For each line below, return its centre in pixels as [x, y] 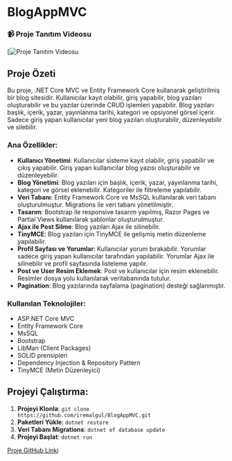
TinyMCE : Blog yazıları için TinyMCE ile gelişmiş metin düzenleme [111, 234]
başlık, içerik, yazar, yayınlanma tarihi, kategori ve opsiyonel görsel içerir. [111, 112]
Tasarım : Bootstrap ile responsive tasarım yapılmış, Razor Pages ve [113, 211]
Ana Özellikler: [33, 145]
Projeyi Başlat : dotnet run [55, 437]
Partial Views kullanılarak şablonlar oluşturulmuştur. [91, 219]
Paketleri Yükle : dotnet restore [63, 422]
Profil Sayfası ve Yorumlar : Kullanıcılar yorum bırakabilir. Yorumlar [111, 249]
